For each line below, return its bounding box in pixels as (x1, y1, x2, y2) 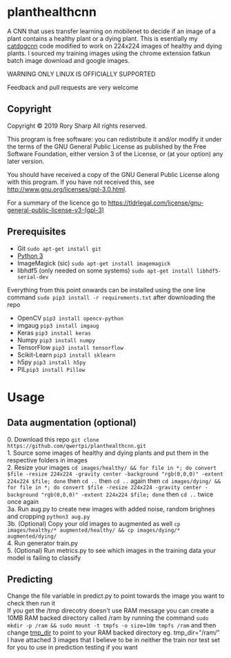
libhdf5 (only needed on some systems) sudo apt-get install (17, 266, 194, 274)
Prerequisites (7, 226, 66, 238)
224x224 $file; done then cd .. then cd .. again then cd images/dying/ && (7, 476, 221, 485)
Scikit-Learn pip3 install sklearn (17, 350, 116, 359)
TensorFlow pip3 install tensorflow (17, 343, 124, 351)
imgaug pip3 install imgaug (17, 321, 99, 329)
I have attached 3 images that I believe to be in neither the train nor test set (7, 636, 221, 644)
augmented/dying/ (7, 533, 57, 540)
